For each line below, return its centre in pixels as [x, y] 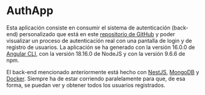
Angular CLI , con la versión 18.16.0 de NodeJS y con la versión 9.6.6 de [96, 53]
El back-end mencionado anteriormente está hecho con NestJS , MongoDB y [103, 72]
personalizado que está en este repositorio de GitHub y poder [97, 34]
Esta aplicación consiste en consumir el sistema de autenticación [88, 28]
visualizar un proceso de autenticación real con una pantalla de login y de [99, 40]
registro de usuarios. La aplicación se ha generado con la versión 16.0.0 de [101, 47]
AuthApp [30, 11]
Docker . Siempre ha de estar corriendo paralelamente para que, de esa [96, 78]
